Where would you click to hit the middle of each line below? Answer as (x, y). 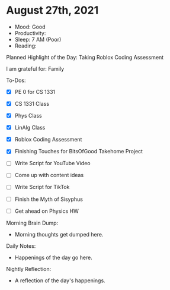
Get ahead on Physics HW (46, 211)
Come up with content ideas (49, 175)
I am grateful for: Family (35, 68)
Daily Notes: (21, 246)
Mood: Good (30, 27)
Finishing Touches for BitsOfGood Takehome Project (79, 152)
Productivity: (30, 33)
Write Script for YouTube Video (52, 163)
